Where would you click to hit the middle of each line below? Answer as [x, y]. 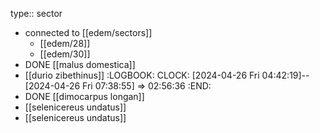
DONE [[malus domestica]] [80, 64]
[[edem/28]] [65, 43]
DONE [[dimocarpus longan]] [84, 96]
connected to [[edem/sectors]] [88, 32]
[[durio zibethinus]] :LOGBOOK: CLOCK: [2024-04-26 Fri [142, 75]
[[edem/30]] [65, 54]
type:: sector [36, 13]
